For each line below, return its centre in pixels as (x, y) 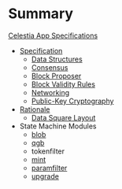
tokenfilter (48, 151)
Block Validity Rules (63, 84)
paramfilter (49, 168)
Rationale (35, 109)
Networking (50, 92)
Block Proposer (56, 76)
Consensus (50, 67)
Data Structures (57, 59)
